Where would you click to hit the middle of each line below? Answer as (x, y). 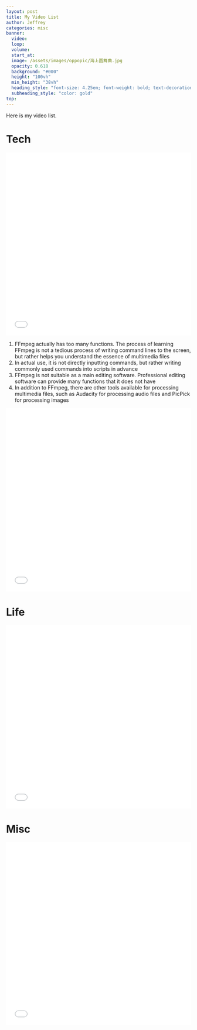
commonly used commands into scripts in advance (76, 369)
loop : (18, 45)
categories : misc (27, 28)
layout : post (22, 11)
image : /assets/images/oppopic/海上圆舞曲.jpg (67, 60)
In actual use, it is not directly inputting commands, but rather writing (98, 362)
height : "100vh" (31, 77)
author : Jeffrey (26, 22)
